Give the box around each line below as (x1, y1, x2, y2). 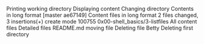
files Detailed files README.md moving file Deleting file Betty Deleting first (6, 24, 194, 31)
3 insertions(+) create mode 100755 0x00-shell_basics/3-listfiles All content (6, 18, 197, 25)
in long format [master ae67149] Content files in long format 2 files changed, (6, 11, 199, 19)
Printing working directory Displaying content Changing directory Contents (6, 5, 194, 12)
